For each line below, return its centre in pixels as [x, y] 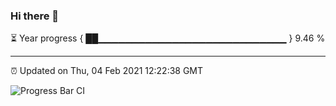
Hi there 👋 [35, 16]
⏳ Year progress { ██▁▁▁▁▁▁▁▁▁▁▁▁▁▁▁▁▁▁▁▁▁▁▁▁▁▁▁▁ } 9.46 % [168, 38]
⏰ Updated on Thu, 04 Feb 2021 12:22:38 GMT [107, 71]
